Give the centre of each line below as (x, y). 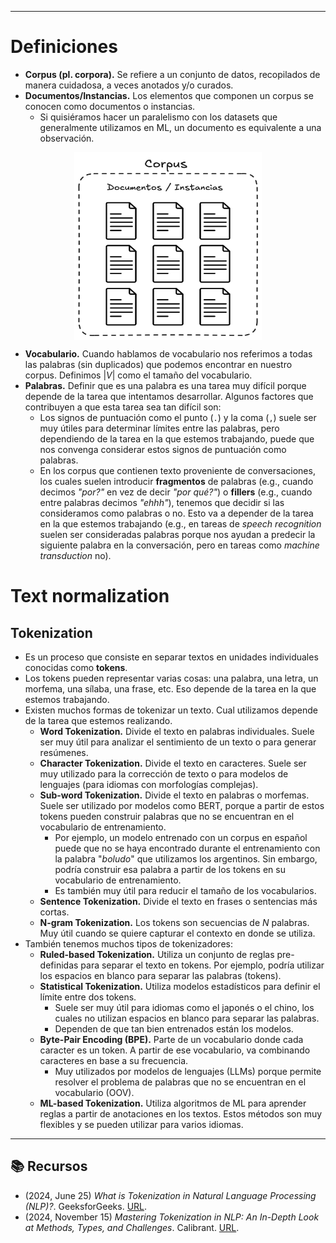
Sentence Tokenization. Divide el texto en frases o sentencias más (178, 901)
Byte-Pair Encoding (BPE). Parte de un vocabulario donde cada (171, 1039)
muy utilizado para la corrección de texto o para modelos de (164, 773)
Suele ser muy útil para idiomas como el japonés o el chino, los (184, 1007)
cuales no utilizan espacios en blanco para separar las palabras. (187, 1018)
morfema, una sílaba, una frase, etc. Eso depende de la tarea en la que (170, 688)
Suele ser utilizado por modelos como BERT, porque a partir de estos (182, 805)
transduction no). (75, 555)
